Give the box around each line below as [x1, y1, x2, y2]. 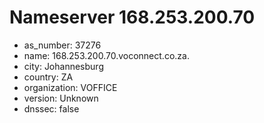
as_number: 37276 [23, 39, 102, 51]
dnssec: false [23, 102, 80, 115]
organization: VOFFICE [23, 81, 118, 93]
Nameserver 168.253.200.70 [9, 6, 256, 29]
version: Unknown [23, 92, 99, 104]
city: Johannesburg [23, 60, 104, 72]
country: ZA [23, 71, 74, 83]
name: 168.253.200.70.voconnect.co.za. [23, 49, 190, 61]
